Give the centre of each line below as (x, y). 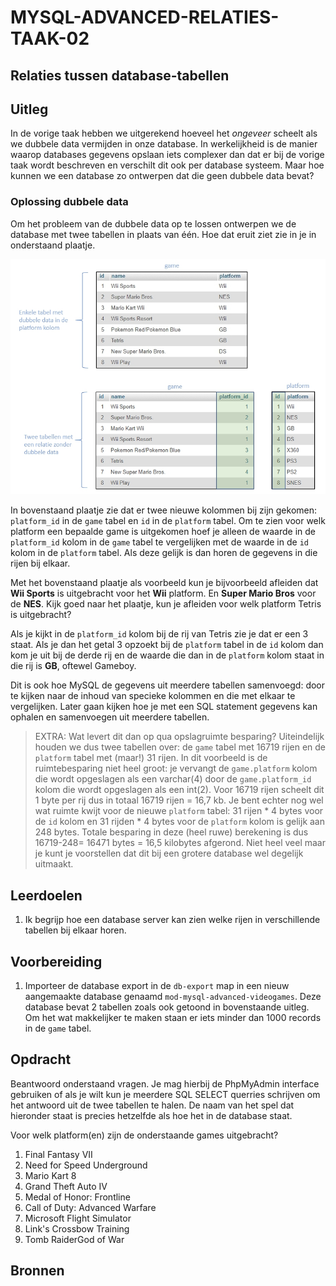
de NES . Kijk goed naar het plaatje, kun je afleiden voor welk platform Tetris (166, 604)
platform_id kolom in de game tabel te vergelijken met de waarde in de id (159, 542)
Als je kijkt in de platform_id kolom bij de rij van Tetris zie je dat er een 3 (159, 634)
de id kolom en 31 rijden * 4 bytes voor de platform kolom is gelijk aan (180, 822)
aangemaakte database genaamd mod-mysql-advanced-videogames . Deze (173, 996)
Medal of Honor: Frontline (77, 1197)
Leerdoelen (46, 895)
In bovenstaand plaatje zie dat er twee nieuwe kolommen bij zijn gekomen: (164, 510)
